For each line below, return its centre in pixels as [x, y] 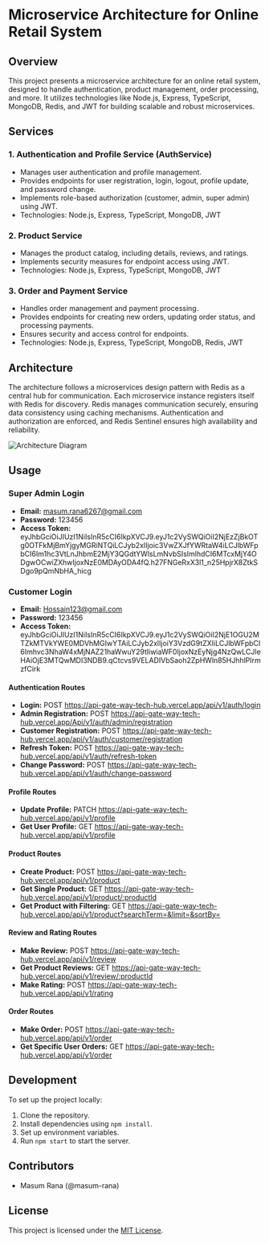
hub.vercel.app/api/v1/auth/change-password [96, 774]
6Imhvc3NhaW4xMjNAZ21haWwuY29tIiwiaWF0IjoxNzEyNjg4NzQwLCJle [140, 652]
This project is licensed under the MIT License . [86, 1230]
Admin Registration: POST [65, 713]
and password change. [58, 189]
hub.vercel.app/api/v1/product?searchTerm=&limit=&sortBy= [120, 914]
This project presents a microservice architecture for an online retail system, [134, 81]
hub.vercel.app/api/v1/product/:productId [88, 897]
